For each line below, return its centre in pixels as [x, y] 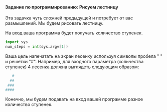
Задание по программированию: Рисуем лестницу [62, 7]
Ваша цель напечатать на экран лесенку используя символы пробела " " [84, 56]
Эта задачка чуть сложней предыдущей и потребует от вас [69, 18]
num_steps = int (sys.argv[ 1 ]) [37, 47]
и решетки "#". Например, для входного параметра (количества [74, 61]
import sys [17, 42]
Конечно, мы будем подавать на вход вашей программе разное [74, 99]
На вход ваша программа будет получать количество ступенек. [74, 33]
